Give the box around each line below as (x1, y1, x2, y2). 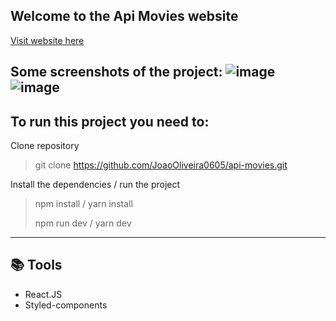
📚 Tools (10, 257, 63, 274)
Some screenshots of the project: (10, 64, 223, 81)
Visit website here (10, 34, 85, 46)
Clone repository (10, 140, 80, 152)
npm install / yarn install (34, 198, 133, 210)
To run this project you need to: (10, 113, 210, 130)
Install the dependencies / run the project (10, 179, 181, 191)
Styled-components (24, 299, 108, 311)
